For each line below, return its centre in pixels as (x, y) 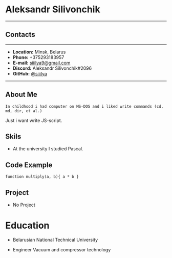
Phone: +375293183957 (38, 57)
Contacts (20, 35)
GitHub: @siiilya (30, 73)
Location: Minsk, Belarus (39, 52)
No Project (24, 205)
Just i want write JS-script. (34, 120)
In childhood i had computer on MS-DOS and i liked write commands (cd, (84, 106)
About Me (21, 95)
